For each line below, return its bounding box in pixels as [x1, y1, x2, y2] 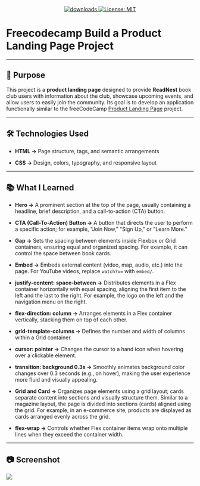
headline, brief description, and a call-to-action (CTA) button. [14, 208, 165, 215]
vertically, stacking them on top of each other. [14, 316, 128, 323]
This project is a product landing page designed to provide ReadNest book [6, 86, 192, 93]
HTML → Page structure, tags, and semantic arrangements [14, 147, 160, 154]
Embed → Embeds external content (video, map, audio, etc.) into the [14, 261, 183, 268]
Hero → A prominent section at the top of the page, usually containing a [14, 202, 191, 209]
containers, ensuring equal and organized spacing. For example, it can [14, 243, 188, 250]
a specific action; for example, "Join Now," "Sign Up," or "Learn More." [14, 225, 187, 233]
